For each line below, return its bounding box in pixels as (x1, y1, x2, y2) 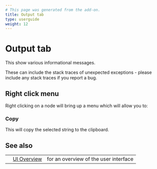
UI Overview (13, 155, 42, 162)
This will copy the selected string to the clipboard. (5, 127, 110, 133)
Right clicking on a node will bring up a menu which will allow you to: (5, 103, 148, 109)
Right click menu (5, 89, 59, 98)
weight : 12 (5, 21, 28, 27)
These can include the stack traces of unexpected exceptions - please (5, 69, 152, 75)
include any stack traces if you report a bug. (5, 75, 97, 81)
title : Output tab (5, 12, 44, 17)
